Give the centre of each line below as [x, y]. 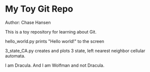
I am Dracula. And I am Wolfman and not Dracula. [55, 65]
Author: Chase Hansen [28, 22]
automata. [15, 56]
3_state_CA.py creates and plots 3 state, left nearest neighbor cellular [75, 51]
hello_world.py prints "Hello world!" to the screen [55, 41]
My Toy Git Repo [39, 9]
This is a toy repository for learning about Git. [51, 32]
